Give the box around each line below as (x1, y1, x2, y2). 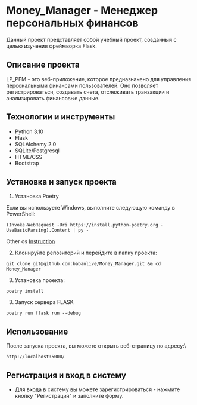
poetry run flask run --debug (6, 310, 82, 317)
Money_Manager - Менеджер (6, 4, 158, 17)
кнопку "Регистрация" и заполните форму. (14, 392, 124, 399)
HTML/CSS (14, 153, 43, 160)
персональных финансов (6, 16, 139, 30)
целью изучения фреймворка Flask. (6, 42, 97, 50)
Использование (6, 326, 68, 336)
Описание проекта (6, 60, 80, 70)
